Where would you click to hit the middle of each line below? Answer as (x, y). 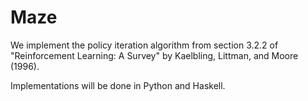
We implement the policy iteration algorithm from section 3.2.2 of (144, 45)
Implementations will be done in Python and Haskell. (118, 85)
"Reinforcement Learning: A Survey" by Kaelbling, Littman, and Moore (154, 55)
